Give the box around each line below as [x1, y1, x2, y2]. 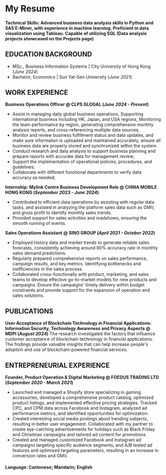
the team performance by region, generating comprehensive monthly [12, 121, 154, 127]
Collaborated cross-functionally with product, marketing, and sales [12, 271, 149, 277]
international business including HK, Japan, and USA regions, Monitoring [12, 117, 161, 122]
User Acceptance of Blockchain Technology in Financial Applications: [5, 320, 152, 326]
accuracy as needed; [12, 175, 55, 181]
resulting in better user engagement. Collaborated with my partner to [12, 421, 153, 427]
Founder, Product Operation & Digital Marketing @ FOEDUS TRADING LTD [5, 374, 159, 380]
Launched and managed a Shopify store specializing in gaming [12, 389, 141, 395]
